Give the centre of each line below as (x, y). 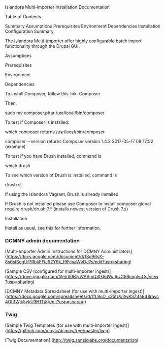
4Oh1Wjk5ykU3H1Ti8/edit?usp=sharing (45, 302)
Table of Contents (23, 16)
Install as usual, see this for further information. (53, 228)
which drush (18, 166)
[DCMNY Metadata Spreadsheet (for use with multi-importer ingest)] (75, 291)
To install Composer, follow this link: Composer (53, 94)
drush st (14, 185)
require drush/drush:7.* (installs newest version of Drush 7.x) (66, 209)
